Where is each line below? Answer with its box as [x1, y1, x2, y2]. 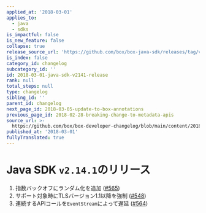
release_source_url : [6, 49, 59, 55]
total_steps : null [6, 83, 53, 90]
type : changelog [6, 89, 48, 95]
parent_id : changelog [6, 100, 62, 106]
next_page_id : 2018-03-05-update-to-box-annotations [6, 106, 144, 112]
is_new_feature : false [6, 37, 64, 44]
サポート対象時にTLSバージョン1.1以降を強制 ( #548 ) [15, 192, 147, 199]
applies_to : [6, 15, 37, 21]
